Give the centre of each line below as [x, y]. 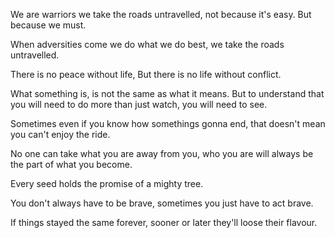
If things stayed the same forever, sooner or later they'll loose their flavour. [164, 222]
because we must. [48, 25]
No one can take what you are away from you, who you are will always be [162, 153]
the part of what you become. [71, 164]
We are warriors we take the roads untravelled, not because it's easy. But [161, 14]
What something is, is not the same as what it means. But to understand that [167, 93]
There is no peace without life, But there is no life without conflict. [146, 74]
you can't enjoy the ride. [60, 134]
